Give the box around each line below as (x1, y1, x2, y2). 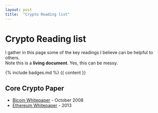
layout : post (5, 7, 32, 12)
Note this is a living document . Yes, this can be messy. (5, 60, 118, 66)
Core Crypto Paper (5, 84, 65, 92)
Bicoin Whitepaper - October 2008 (12, 97, 83, 103)
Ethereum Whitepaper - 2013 (12, 103, 72, 109)
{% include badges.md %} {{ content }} (5, 70, 86, 76)
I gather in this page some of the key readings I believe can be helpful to (5, 50, 153, 56)
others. (5, 55, 20, 61)
